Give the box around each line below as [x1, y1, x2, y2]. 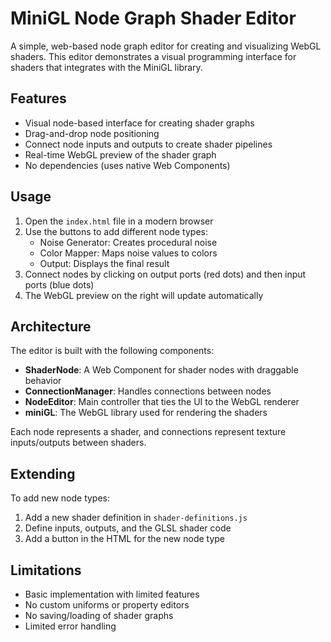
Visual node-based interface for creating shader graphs [24, 117, 255, 129]
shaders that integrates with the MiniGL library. [10, 61, 203, 73]
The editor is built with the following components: [10, 345, 215, 357]
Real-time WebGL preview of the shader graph [24, 148, 217, 161]
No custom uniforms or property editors [24, 599, 190, 611]
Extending [10, 465, 76, 482]
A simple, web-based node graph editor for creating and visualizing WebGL [10, 40, 322, 52]
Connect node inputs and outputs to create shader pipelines [24, 138, 273, 150]
